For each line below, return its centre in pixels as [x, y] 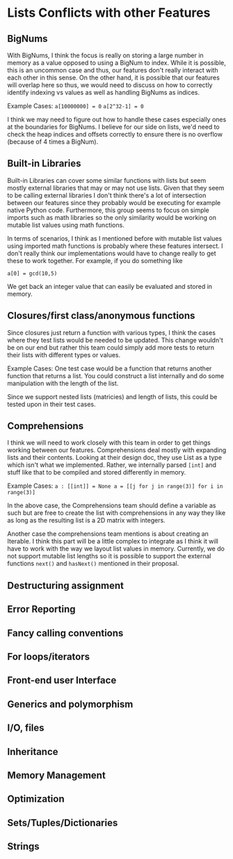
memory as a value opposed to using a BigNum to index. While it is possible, [116, 63]
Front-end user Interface [62, 681]
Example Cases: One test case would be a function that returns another [110, 368]
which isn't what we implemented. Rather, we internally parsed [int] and [112, 465]
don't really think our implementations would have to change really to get [112, 253]
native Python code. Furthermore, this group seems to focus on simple [109, 210]
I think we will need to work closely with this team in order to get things [109, 443]
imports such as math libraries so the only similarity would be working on [112, 217]
